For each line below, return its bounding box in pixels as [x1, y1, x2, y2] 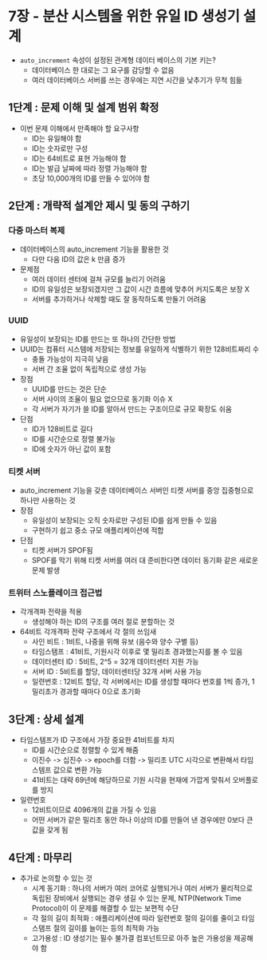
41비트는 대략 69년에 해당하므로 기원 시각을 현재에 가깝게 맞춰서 [31, 776, 231, 785]
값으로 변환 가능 [53, 765, 103, 775]
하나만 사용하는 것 [19, 496, 76, 506]
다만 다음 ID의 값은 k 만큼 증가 [31, 255, 126, 264]
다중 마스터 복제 [8, 225, 65, 236]
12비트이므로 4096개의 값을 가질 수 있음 [31, 805, 157, 815]
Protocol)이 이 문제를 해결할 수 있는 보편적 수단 [31, 903, 179, 913]
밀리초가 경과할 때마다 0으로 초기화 [31, 687, 141, 696]
